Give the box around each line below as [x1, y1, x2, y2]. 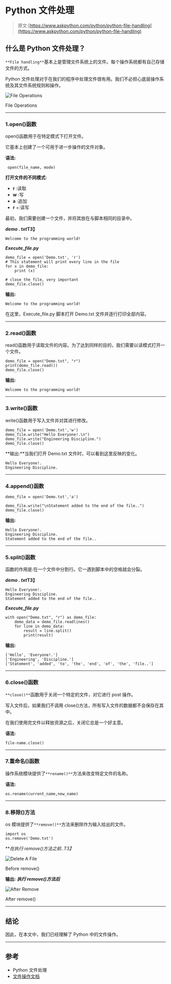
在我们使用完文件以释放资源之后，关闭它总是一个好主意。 [5, 719, 126, 726]
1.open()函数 [5, 121, 37, 128]
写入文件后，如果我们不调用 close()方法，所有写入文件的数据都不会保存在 [5, 702, 159, 708]
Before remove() [5, 865, 40, 872]
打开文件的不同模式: [5, 175, 47, 181]
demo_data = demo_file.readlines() [14, 619, 90, 625]
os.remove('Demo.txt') [5, 836, 53, 841]
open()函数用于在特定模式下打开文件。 [5, 133, 87, 139]
